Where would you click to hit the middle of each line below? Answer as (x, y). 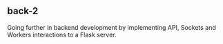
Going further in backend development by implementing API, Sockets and (111, 27)
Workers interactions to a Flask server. (62, 35)
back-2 (23, 11)
